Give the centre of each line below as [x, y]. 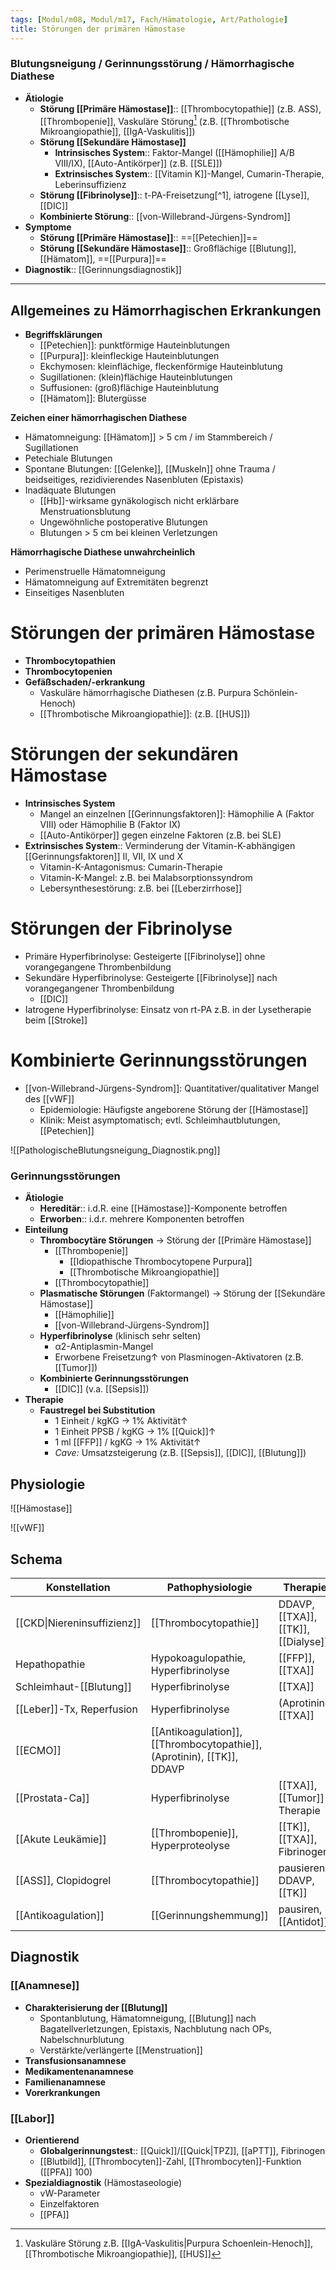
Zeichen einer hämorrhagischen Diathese [98, 418]
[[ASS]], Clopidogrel [63, 1880]
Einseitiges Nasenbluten [74, 593]
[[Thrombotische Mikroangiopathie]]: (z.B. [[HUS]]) [145, 714]
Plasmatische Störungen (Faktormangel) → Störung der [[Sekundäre [182, 1293]
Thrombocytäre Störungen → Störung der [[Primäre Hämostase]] [175, 1240]
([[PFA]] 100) [66, 2172]
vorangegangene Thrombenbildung [98, 967]
